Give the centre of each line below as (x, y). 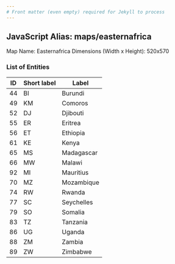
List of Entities (28, 67)
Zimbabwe (77, 252)
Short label (40, 83)
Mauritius (75, 173)
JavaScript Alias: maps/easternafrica (79, 37)
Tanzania (75, 222)
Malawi (72, 162)
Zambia (73, 241)
